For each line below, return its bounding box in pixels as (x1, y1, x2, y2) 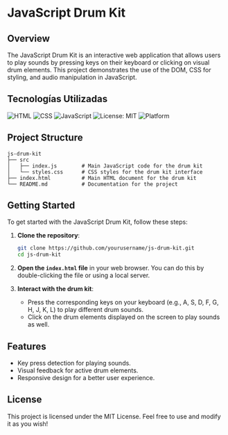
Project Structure (7, 132, 83, 144)
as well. (27, 320, 50, 329)
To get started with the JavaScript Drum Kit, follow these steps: (7, 217, 188, 227)
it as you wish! (7, 419, 49, 428)
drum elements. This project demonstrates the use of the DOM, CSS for (7, 66, 211, 74)
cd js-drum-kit (17, 252, 62, 258)
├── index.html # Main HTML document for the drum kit (7, 174, 197, 181)
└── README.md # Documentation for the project (7, 181, 178, 188)
